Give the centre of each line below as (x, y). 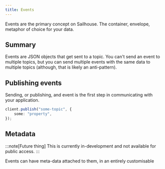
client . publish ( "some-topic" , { (38, 109)
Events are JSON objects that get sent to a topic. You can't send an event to (82, 57)
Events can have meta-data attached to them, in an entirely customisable (80, 161)
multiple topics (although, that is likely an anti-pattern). (61, 67)
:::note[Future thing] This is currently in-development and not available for (81, 146)
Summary (21, 45)
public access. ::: (23, 151)
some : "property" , (33, 114)
